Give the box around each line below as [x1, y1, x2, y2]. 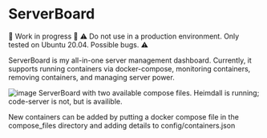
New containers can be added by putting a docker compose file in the [8, 112, 239, 121]
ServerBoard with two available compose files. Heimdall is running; [38, 87, 260, 97]
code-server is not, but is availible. [8, 96, 123, 106]
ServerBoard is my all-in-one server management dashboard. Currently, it [8, 55, 253, 65]
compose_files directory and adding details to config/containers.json [8, 120, 236, 130]
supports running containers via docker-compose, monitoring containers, [8, 63, 251, 73]
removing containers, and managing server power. [8, 72, 175, 82]
